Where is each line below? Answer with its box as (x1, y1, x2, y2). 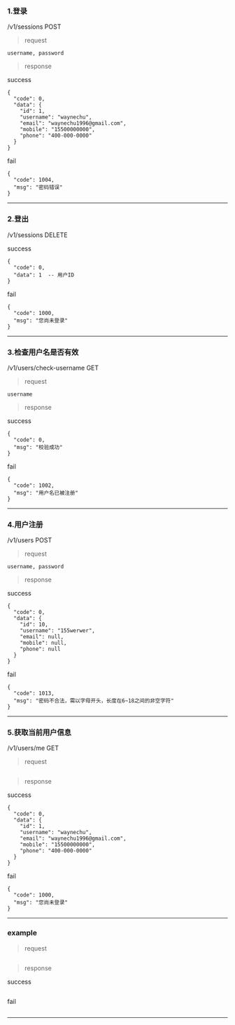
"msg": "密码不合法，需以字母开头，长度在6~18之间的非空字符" (13, 697, 174, 704)
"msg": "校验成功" (13, 443, 63, 450)
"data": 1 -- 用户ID (13, 272, 75, 279)
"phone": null (20, 645, 61, 653)
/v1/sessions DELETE (7, 230, 68, 239)
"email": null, (20, 634, 64, 641)
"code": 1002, (13, 482, 55, 489)
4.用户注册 (7, 519, 43, 529)
